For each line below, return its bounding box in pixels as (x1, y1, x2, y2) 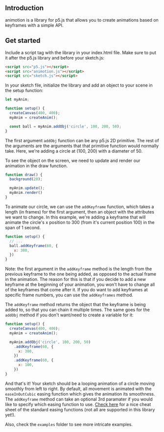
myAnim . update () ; (9, 185, 45, 191)
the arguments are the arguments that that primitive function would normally (5, 143, 159, 149)
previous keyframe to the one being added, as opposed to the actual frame (5, 271, 157, 277)
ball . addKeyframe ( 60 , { (9, 243, 58, 248)
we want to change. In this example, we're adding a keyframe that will (5, 214, 146, 220)
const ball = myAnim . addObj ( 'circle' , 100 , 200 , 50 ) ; (9, 124, 121, 129)
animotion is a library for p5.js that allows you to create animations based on (5, 17, 159, 23)
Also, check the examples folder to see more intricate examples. (5, 421, 133, 427)
